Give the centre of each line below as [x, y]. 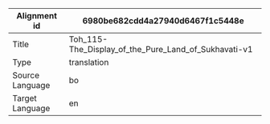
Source [26, 75]
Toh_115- [88, 39]
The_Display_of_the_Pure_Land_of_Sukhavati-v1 [161, 49]
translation [89, 62]
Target [25, 98]
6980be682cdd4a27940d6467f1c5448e [163, 21]
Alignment [37, 16]
